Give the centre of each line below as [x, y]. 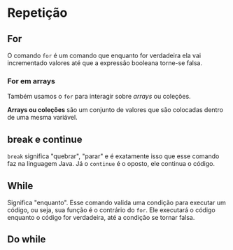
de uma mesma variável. [43, 118]
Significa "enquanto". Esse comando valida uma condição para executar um [116, 202]
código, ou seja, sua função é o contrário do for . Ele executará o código [111, 210]
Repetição [37, 13]
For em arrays [31, 81]
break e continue [45, 139]
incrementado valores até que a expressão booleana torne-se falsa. [105, 63]
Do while [27, 239]
